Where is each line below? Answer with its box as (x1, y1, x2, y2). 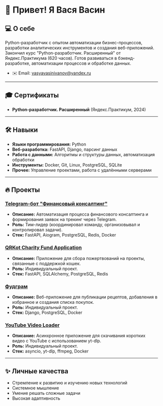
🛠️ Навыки (5, 126, 38, 134)
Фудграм (5, 283, 28, 290)
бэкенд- (118, 55, 135, 61)
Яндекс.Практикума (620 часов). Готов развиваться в (5, 55, 117, 61)
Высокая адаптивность (12, 395, 61, 401)
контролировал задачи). (12, 227, 63, 233)
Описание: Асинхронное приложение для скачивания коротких (12, 333, 146, 339)
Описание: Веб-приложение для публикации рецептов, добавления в (12, 294, 158, 300)
